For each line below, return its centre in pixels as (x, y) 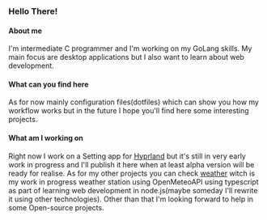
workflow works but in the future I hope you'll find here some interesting (129, 111)
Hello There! (33, 11)
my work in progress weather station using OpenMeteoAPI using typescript (133, 182)
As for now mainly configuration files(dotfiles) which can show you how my (133, 102)
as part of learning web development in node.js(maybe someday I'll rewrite (133, 190)
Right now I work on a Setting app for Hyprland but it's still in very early (127, 156)
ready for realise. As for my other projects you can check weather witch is (132, 173)
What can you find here (49, 84)
